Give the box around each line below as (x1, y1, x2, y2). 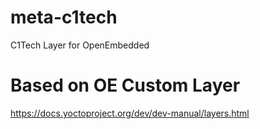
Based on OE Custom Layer (10, 74, 241, 97)
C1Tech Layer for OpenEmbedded (10, 39, 150, 51)
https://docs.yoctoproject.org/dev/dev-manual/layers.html (10, 107, 250, 119)
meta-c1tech (10, 6, 118, 29)
